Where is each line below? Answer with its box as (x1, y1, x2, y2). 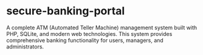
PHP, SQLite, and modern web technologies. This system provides (6, 30, 173, 37)
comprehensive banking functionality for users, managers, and (6, 36, 164, 44)
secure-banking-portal (6, 4, 125, 18)
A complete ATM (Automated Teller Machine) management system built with (6, 24, 198, 31)
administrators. (6, 43, 44, 50)
